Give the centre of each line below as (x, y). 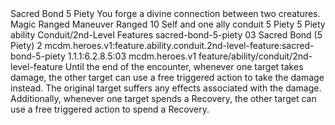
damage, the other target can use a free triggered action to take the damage (167, 77)
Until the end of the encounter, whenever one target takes (184, 66)
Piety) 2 (26, 45)
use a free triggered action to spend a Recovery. (110, 109)
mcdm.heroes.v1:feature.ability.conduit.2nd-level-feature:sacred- (179, 45)
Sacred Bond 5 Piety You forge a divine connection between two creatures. (165, 13)
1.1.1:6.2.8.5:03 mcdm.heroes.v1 (132, 56)
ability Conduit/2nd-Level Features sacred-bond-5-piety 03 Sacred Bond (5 (166, 35)
